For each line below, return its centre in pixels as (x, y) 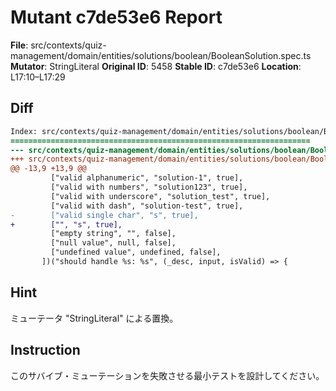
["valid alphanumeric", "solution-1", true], (147, 178)
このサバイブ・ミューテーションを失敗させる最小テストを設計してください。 (167, 375)
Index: (24, 131)
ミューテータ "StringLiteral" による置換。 (94, 318)
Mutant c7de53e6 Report (116, 17)
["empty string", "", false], (113, 234)
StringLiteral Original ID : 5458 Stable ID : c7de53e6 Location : (175, 66)
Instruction (45, 350)
